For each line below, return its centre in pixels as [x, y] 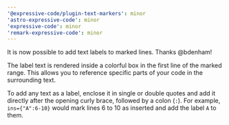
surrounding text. [32, 80]
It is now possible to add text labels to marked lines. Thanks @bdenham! [110, 52]
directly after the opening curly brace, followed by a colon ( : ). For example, [114, 101]
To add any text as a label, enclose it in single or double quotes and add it [111, 93]
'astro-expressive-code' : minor [53, 20]
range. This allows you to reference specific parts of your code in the [105, 73]
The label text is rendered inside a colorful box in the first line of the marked [115, 65]
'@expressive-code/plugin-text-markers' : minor [77, 13]
